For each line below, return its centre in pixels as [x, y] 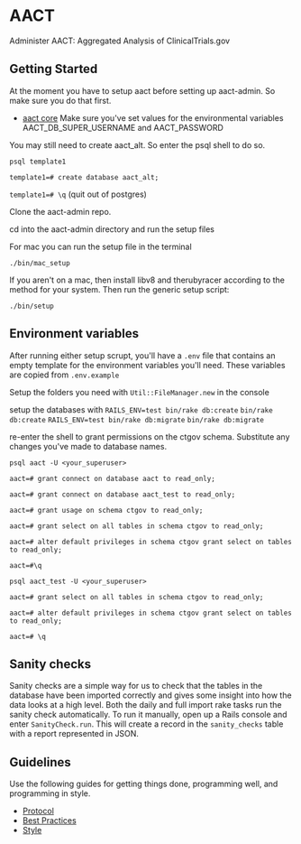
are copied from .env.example [64, 375]
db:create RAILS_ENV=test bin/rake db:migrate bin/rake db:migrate [137, 420]
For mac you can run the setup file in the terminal [100, 246]
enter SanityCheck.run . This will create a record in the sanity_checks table [146, 724]
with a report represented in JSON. [74, 734]
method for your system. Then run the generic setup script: [119, 289]
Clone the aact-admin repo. [60, 211]
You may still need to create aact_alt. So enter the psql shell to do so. [137, 144]
